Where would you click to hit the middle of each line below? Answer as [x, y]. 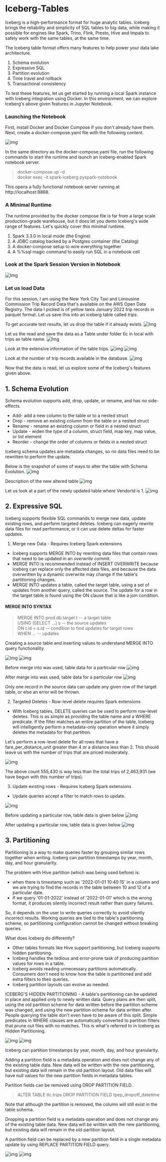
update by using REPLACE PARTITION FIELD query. [57, 1144]
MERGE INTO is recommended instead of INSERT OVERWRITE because [85, 564]
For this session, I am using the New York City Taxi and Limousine [72, 299]
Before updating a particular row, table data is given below [65, 815]
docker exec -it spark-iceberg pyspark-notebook [67, 177]
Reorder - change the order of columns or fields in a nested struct [80, 442]
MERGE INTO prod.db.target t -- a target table [64, 618]
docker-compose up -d [41, 172]
